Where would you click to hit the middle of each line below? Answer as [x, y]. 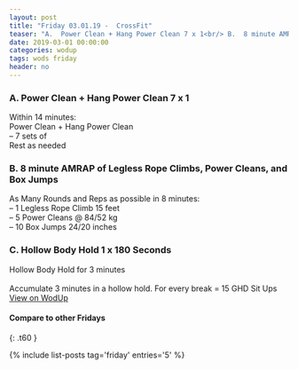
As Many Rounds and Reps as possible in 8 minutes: [105, 199]
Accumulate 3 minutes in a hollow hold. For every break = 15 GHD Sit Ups [143, 288]
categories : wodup [43, 51]
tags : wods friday [43, 59]
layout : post [33, 17]
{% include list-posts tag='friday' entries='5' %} [97, 355]
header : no [29, 67]
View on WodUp [39, 297]
